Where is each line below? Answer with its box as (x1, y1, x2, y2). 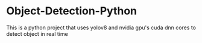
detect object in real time (6, 30, 68, 37)
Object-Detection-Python (6, 4, 137, 18)
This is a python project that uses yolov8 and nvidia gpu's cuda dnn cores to (6, 24, 196, 31)
